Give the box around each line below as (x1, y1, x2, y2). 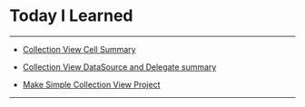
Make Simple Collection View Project (22, 79, 161, 90)
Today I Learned (9, 5, 133, 26)
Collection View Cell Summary (22, 44, 136, 54)
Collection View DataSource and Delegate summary (22, 61, 217, 73)
